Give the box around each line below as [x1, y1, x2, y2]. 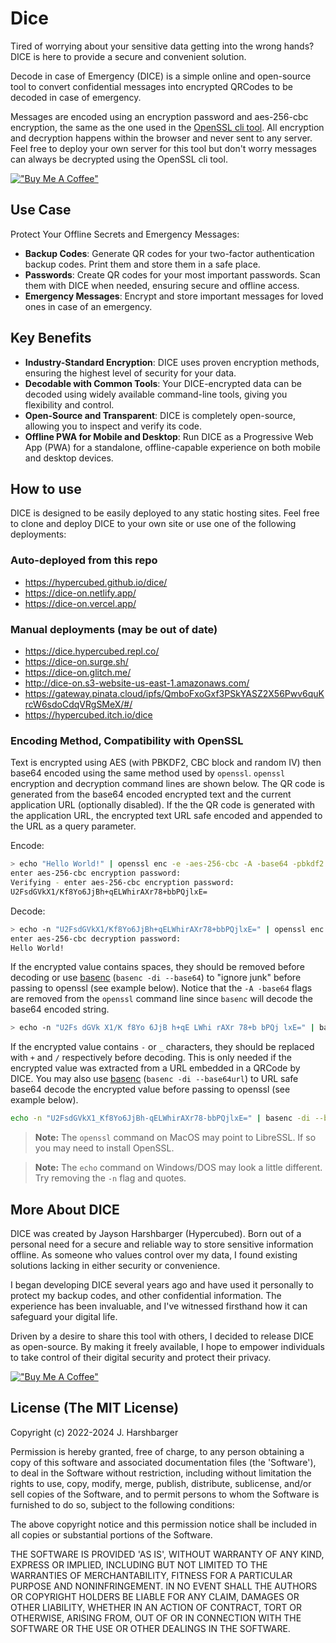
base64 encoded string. [10, 1003, 110, 1016]
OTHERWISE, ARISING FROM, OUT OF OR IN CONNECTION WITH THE [10, 1612, 302, 1624]
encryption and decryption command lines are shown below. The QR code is [10, 778, 325, 790]
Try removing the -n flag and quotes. [34, 1172, 187, 1184]
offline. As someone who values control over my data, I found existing [10, 1248, 298, 1261]
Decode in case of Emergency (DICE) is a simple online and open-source [10, 70, 312, 82]
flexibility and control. [24, 398, 115, 411]
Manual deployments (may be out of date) [10, 622, 218, 636]
